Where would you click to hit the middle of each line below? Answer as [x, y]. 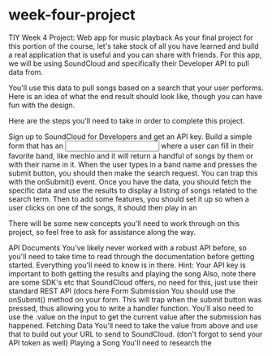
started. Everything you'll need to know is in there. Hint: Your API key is [127, 265]
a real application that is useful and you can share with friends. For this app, [135, 54]
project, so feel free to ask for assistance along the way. [102, 232]
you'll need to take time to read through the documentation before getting [132, 256]
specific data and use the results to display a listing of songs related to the [133, 190]
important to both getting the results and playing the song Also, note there [132, 273]
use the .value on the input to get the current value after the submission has [135, 317]
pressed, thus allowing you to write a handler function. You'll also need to [131, 308]
